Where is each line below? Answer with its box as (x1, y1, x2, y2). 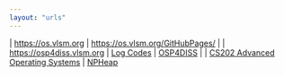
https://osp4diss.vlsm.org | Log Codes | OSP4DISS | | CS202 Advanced (9, 46, 276, 58)
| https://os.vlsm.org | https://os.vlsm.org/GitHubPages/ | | (9, 38, 226, 48)
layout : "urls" (9, 13, 67, 22)
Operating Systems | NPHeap (9, 56, 119, 67)
